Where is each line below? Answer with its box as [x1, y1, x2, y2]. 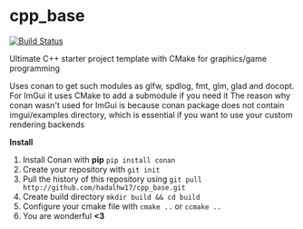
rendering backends [9, 119, 85, 130]
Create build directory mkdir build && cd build [22, 191, 200, 202]
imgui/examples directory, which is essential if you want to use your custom [9, 109, 293, 120]
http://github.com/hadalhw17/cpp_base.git [22, 183, 186, 192]
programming [9, 63, 61, 74]
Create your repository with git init [22, 164, 161, 174]
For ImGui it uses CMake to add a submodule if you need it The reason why [9, 90, 291, 101]
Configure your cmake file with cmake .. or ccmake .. [22, 201, 222, 212]
